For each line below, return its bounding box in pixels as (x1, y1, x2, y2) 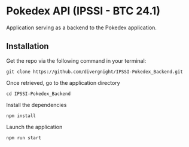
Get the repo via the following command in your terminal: (6, 57, 147, 64)
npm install (6, 112, 36, 119)
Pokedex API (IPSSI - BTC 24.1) (6, 4, 160, 18)
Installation (6, 41, 49, 51)
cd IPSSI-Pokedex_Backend (6, 91, 71, 97)
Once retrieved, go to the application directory (6, 79, 121, 86)
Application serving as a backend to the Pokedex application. (6, 24, 157, 31)
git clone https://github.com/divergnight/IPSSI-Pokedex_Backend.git (6, 69, 184, 75)
